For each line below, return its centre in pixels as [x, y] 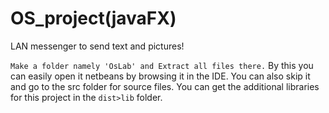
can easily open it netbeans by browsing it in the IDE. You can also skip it [160, 76]
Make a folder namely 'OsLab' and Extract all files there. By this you [162, 65]
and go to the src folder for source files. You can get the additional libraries [165, 86]
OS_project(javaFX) [93, 18]
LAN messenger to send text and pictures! [97, 46]
